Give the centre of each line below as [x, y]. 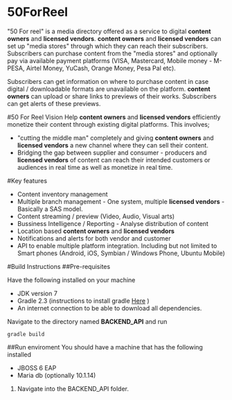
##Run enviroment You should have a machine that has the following [105, 347]
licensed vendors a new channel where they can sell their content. [113, 145]
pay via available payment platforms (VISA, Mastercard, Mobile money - [110, 60]
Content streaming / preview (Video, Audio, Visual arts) [96, 216]
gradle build [26, 334]
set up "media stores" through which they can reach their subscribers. [108, 46]
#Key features [27, 180]
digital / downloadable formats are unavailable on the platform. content [109, 89]
